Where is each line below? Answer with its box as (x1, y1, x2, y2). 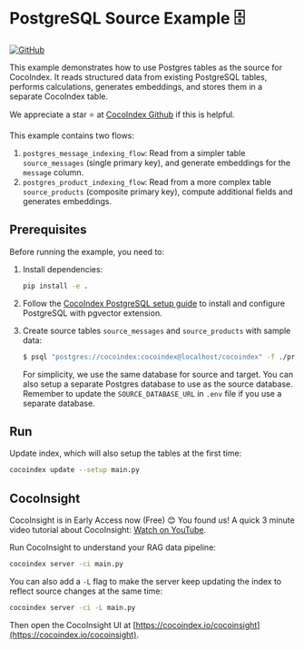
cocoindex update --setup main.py (9, 466, 141, 475)
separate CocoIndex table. (9, 91, 109, 102)
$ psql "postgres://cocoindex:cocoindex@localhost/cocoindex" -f (22, 352, 275, 361)
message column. (22, 166, 84, 178)
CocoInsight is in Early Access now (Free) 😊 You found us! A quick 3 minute (9, 515, 295, 526)
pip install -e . (22, 281, 89, 290)
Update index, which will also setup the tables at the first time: (9, 447, 242, 459)
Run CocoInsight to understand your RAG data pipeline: (9, 542, 216, 553)
